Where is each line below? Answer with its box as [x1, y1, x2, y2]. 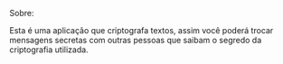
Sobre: [9, 8, 34, 18]
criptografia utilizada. [9, 44, 89, 55]
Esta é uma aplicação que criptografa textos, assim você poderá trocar [9, 25, 274, 35]
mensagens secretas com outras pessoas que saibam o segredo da [9, 35, 262, 45]
